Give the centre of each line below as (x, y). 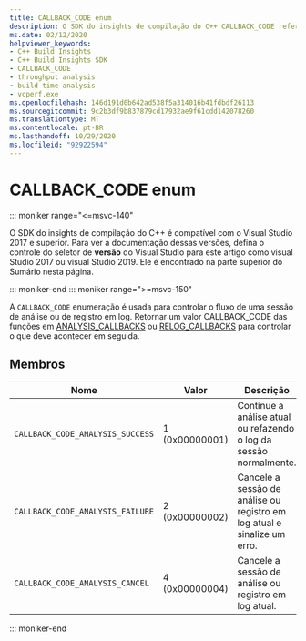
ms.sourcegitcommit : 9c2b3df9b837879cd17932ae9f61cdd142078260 (132, 111)
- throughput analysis (52, 77)
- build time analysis (52, 86)
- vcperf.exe (34, 94)
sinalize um (261, 534)
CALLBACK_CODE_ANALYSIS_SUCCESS (84, 434)
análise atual (264, 417)
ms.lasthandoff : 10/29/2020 (63, 137)
